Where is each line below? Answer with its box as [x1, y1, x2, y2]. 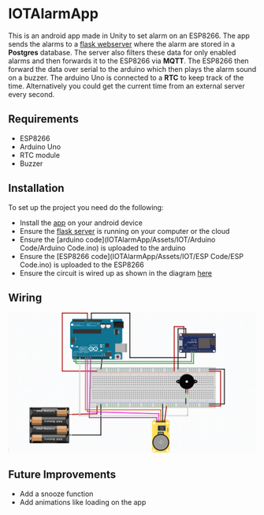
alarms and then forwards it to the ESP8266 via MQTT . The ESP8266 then [8, 56, 250, 66]
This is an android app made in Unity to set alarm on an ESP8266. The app [8, 31, 251, 40]
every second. [8, 89, 55, 99]
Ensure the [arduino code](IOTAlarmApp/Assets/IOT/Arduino [19, 235, 216, 244]
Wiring [8, 291, 43, 304]
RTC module [19, 150, 61, 160]
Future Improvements [8, 468, 117, 482]
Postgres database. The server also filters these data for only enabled [8, 47, 236, 57]
